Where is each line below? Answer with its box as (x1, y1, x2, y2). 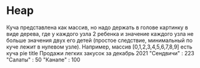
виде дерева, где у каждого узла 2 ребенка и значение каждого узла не (6, 30, 194, 37)
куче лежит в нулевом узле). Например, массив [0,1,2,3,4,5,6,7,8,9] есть (6, 43, 193, 50)
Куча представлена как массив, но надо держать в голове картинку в (6, 24, 188, 31)
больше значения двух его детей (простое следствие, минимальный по (6, 36, 193, 44)
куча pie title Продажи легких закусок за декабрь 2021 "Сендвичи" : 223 (6, 49, 195, 56)
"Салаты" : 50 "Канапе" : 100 (6, 56, 81, 63)
